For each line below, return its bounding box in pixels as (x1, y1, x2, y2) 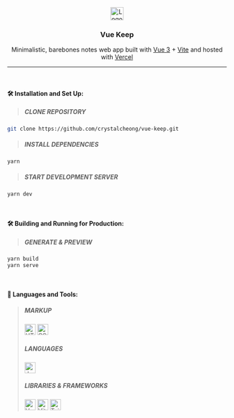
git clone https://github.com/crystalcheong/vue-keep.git (7, 125, 179, 132)
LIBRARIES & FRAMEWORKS (24, 381, 108, 389)
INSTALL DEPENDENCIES (24, 140, 99, 149)
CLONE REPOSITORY (24, 108, 86, 116)
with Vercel (100, 53, 134, 61)
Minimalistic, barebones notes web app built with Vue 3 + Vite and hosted (11, 45, 223, 54)
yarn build (7, 255, 39, 262)
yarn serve (7, 262, 39, 268)
